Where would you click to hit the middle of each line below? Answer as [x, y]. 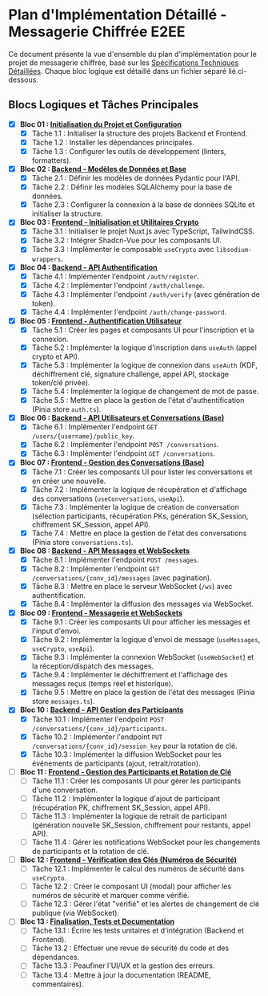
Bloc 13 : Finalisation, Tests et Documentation [97, 921]
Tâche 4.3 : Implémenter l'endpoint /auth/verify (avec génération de [146, 294]
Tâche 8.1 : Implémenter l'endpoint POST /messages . [116, 559]
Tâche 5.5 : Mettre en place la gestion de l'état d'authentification [138, 400]
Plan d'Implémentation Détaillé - [118, 15]
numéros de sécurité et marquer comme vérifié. [110, 896]
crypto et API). [56, 356]
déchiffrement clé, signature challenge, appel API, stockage [130, 374]
